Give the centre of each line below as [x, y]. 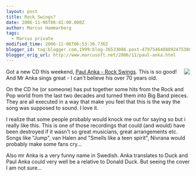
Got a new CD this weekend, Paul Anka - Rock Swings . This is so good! [91, 71]
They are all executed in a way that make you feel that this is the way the [93, 101]
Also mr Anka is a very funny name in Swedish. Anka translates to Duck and [97, 155]
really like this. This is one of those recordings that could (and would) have [96, 125]
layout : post [22, 11]
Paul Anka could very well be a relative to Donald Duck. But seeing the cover [98, 161]
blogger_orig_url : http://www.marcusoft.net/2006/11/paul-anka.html [91, 55]
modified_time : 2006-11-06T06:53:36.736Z [57, 44]
